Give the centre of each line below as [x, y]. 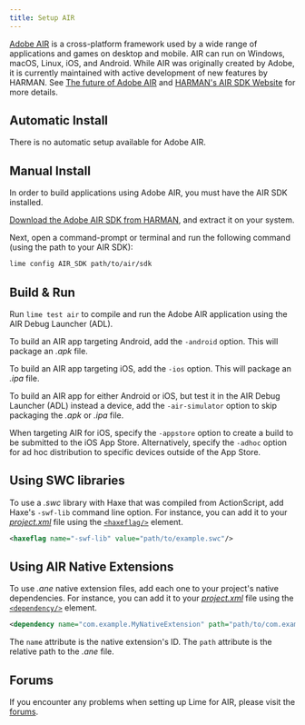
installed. [26, 203]
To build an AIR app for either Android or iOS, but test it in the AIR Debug [145, 395]
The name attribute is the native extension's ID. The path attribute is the [141, 642]
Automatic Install [59, 120]
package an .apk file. [49, 351]
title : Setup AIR [42, 18]
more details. [34, 92]
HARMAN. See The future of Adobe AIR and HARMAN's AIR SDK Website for [152, 82]
